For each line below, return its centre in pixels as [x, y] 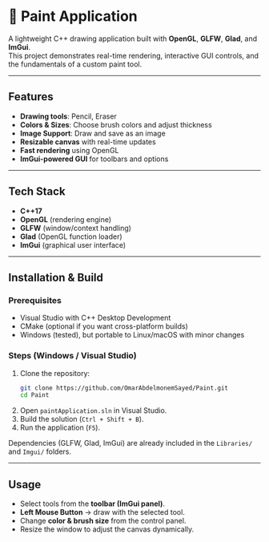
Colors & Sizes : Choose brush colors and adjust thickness [116, 124]
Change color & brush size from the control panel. [103, 521]
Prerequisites [35, 300]
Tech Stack [37, 192]
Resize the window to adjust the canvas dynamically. [107, 529]
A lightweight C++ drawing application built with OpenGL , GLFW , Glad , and [133, 38]
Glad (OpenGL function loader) [71, 237]
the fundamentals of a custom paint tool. [75, 64]
